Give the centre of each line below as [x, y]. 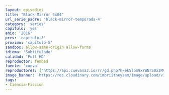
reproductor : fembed [27, 61]
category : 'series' [26, 24]
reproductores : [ [23, 71]
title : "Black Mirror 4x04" [35, 15]
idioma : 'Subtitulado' [29, 52]
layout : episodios [24, 10]
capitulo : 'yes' [22, 29]
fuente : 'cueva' [22, 66]
